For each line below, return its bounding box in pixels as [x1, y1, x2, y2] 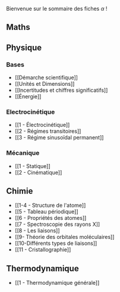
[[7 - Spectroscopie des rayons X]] [14, 220, 100, 228]
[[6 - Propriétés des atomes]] [14, 215, 87, 222]
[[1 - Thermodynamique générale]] [14, 279, 100, 287]
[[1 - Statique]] [14, 162, 50, 169]
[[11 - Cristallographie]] [14, 246, 71, 253]
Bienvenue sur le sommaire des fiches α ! [6, 5, 108, 12]
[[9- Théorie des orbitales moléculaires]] [14, 234, 115, 241]
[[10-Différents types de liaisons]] [14, 240, 97, 247]
